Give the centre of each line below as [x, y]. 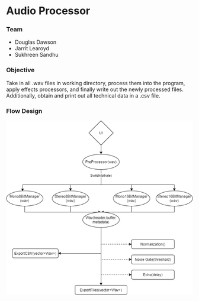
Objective [20, 70]
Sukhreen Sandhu [36, 55]
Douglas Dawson [36, 42]
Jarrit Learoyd [32, 48]
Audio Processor [48, 11]
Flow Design [24, 111]
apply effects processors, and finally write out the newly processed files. [95, 89]
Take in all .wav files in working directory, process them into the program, [96, 83]
